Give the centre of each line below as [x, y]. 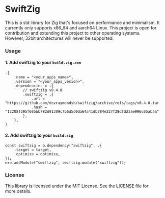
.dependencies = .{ [34, 86]
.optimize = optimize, [37, 154]
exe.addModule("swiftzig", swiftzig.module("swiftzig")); [66, 163]
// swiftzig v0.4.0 [43, 90]
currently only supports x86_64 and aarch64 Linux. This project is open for [81, 27]
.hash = [39, 107]
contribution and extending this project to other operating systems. [73, 33]
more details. [18, 191]
